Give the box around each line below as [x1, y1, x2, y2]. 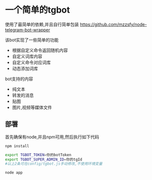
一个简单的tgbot [5, 4, 70, 16]
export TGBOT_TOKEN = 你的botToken [5, 152, 72, 157]
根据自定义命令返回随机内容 [12, 47, 68, 53]
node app [5, 170, 23, 175]
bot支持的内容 [5, 76, 33, 82]
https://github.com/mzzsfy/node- [79, 21, 147, 27]
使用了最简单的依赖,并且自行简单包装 [5, 21, 79, 27]
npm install [5, 144, 29, 148]
